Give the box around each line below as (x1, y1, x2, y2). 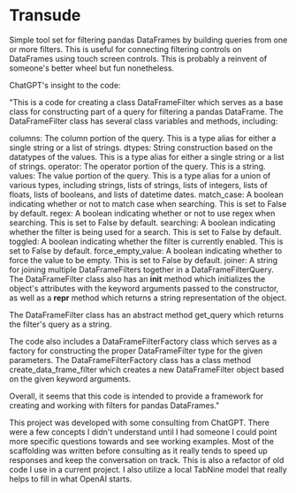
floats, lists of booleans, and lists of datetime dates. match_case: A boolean (9, 189, 285, 200)
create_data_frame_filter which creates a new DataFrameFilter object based (9, 364, 285, 375)
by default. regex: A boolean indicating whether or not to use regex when (9, 208, 276, 218)
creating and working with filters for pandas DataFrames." (9, 399, 220, 411)
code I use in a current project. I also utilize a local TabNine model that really (9, 464, 287, 474)
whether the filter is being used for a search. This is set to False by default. (9, 226, 282, 237)
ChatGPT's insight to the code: (9, 80, 121, 90)
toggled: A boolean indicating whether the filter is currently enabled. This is (9, 236, 284, 246)
